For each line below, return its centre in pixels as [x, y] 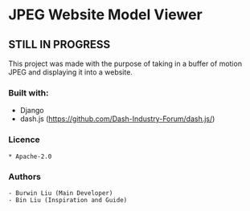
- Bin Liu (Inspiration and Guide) [68, 200]
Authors [25, 177]
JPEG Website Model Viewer [105, 15]
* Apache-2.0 [30, 156]
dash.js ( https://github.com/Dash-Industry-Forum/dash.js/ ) [117, 119]
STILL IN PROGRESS [59, 45]
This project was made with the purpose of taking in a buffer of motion [125, 63]
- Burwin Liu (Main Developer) [61, 193]
